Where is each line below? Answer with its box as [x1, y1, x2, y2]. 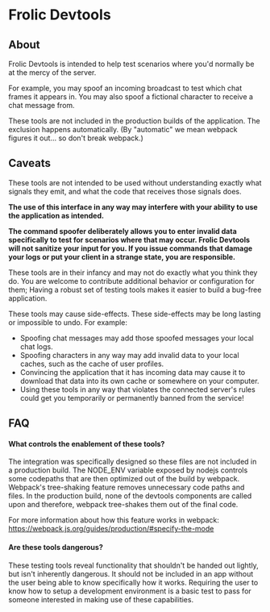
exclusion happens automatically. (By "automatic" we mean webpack [8, 125, 238, 134]
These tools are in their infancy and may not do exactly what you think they [8, 268, 258, 277]
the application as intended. [8, 210, 105, 220]
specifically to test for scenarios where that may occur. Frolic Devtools [8, 235, 251, 244]
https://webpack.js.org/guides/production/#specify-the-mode [8, 524, 214, 534]
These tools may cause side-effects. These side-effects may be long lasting [8, 309, 261, 318]
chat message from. [8, 101, 75, 110]
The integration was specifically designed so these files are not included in [8, 457, 257, 467]
